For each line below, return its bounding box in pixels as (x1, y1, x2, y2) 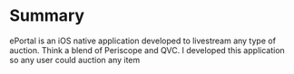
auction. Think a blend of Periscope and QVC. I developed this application (9, 44, 286, 55)
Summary (9, 5, 84, 26)
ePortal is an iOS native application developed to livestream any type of (9, 35, 277, 46)
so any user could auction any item (9, 54, 141, 65)
